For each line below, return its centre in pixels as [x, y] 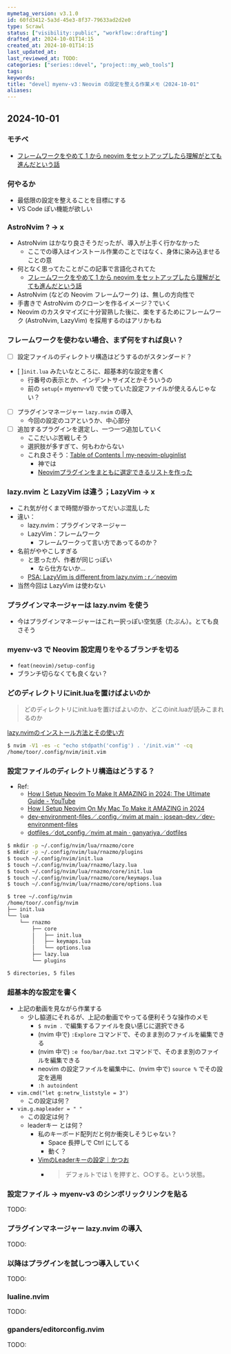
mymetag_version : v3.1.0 [43, 13]
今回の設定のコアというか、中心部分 [79, 420]
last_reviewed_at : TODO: [43, 59]
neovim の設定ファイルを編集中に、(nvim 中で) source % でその [127, 1069]
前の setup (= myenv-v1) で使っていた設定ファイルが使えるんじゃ [119, 388]
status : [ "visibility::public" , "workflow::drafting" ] [88, 33]
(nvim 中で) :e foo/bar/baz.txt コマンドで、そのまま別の [119, 1052]
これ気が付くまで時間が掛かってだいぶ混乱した [83, 508]
